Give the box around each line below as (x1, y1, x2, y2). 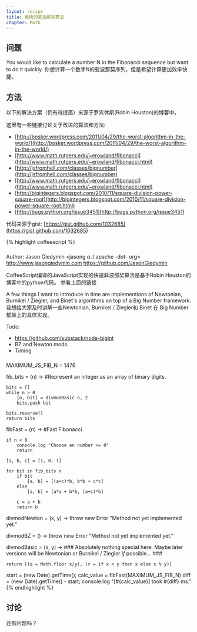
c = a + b (16, 499, 41, 505)
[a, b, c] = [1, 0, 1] (6, 458, 62, 464)
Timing (14, 347, 32, 354)
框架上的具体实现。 (6, 311, 53, 318)
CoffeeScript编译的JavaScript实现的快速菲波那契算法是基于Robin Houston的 (6, 272, 191, 279)
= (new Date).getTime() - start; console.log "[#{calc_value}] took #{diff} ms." (6, 578, 192, 585)
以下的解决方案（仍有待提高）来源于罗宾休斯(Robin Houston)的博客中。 (6, 109, 180, 115)
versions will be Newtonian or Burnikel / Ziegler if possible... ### (6, 550, 163, 557)
